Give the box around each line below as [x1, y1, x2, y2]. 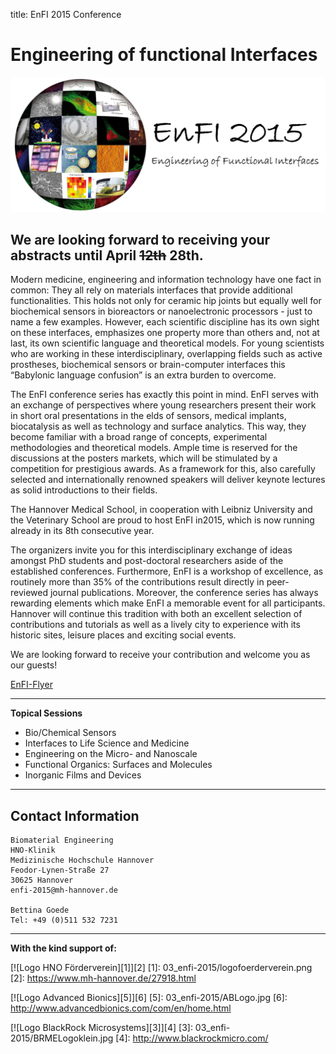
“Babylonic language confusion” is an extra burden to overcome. [10, 369, 277, 381]
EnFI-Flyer [10, 679, 53, 691]
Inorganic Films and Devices [24, 769, 142, 781]
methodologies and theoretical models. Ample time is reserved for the [10, 442, 298, 454]
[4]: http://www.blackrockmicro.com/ [115, 1032, 269, 1044]
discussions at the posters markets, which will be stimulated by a [10, 452, 278, 464]
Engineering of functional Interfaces [10, 44, 318, 66]
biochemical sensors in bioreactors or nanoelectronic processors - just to [10, 305, 313, 318]
